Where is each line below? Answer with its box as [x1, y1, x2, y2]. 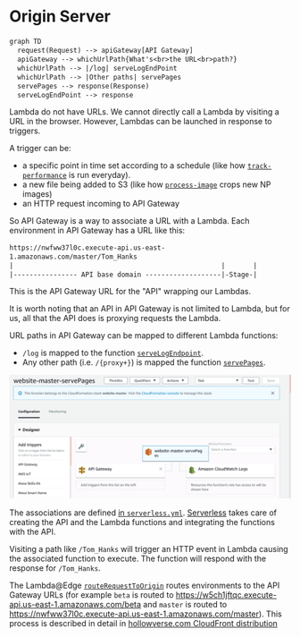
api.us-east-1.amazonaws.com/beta [9, 599, 141, 609]
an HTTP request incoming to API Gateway [21, 198, 180, 208]
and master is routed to [142, 599, 228, 609]
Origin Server [9, 6, 112, 27]
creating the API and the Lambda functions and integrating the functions [9, 516, 275, 527]
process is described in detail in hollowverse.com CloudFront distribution [9, 617, 279, 628]
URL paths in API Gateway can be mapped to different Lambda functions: [9, 329, 279, 341]
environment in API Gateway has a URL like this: [9, 225, 186, 235]
